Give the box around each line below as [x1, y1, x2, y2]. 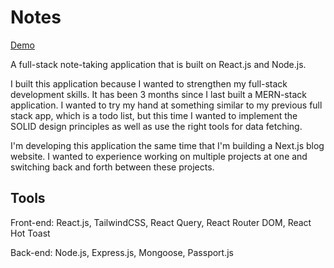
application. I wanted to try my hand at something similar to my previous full [10, 99, 323, 111]
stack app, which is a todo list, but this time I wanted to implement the [10, 109, 298, 121]
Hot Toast [10, 227, 51, 239]
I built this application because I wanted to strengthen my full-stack [10, 77, 288, 90]
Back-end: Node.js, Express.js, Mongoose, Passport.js [10, 246, 234, 258]
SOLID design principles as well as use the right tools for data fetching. [10, 120, 303, 132]
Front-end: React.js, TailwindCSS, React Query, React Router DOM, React [10, 216, 312, 228]
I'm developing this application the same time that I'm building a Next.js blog [10, 139, 325, 151]
